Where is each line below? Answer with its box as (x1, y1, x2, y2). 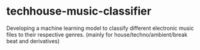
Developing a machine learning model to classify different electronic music (6, 24, 194, 32)
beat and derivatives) (6, 37, 60, 45)
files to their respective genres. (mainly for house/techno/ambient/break (6, 30, 188, 38)
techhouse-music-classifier (6, 4, 152, 18)
